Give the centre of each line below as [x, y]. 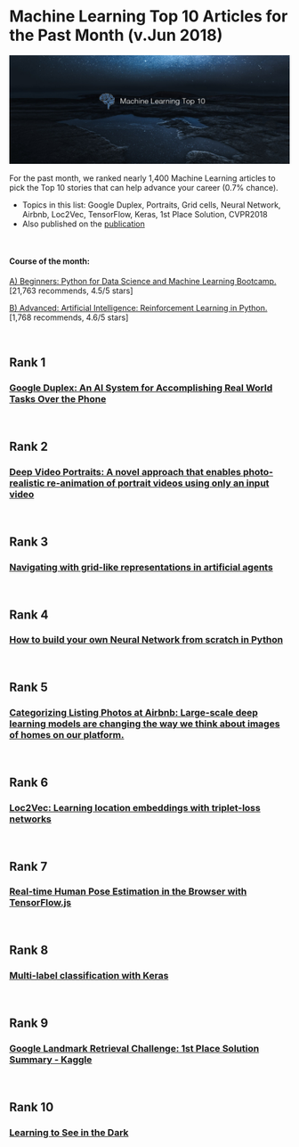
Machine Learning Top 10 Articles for [149, 16]
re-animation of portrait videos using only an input [158, 483]
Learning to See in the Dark [69, 1132]
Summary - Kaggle [51, 1060]
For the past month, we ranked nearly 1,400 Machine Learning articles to [142, 178]
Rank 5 [29, 688]
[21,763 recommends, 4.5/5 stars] [71, 291]
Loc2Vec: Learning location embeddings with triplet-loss [135, 807]
